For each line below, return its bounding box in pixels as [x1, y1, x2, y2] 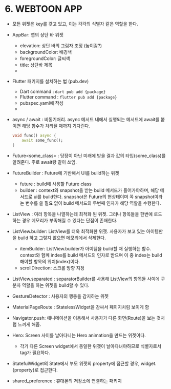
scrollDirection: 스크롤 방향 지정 [19, 265, 85, 271]
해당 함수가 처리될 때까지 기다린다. [22, 123, 91, 129]
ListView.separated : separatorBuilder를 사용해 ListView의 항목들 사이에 [12, 276, 160, 282]
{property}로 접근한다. [12, 366, 58, 373]
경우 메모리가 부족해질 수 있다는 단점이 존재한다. [22, 217, 118, 223]
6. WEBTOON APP [5, 3, 82, 15]
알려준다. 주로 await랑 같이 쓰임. [12, 159, 77, 165]
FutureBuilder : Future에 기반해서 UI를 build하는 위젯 [12, 170, 120, 176]
